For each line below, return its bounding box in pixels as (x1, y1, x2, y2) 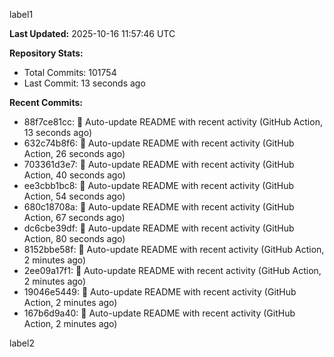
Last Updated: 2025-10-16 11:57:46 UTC (9, 28, 176, 39)
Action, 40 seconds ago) (23, 169, 126, 181)
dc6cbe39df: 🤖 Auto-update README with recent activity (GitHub (23, 222, 295, 234)
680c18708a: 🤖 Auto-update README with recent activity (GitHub (23, 201, 295, 213)
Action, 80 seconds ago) (23, 233, 126, 244)
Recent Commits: (9, 97, 83, 108)
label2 (9, 337, 35, 349)
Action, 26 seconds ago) (23, 148, 126, 159)
